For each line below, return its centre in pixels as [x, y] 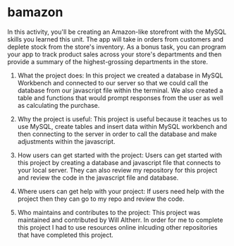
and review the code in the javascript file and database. [98, 178]
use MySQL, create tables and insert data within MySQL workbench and [122, 126]
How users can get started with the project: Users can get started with [120, 155]
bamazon [35, 12]
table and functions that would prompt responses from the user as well [120, 98]
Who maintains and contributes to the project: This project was [109, 212]
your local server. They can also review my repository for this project [117, 170]
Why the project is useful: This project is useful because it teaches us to [122, 119]
